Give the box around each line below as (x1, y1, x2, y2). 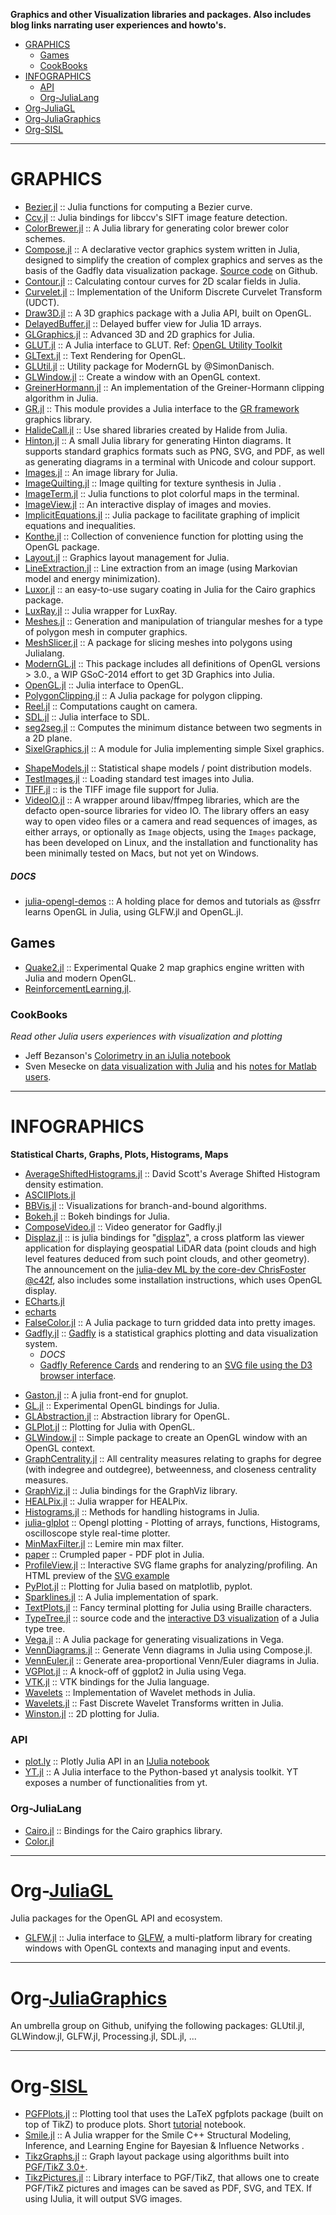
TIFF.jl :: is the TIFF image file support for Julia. (24, 783, 220, 795)
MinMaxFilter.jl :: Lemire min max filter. (24, 1537, 184, 1549)
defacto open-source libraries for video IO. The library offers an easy (24, 804, 310, 816)
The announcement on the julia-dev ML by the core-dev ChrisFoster (24, 1263, 307, 1275)
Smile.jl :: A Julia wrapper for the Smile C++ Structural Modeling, (24, 2129, 292, 2141)
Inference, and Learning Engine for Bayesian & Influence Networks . (24, 2140, 305, 2152)
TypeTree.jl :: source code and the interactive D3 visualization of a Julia (24, 1612, 320, 1624)
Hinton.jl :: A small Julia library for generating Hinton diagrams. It (24, 434, 292, 446)
